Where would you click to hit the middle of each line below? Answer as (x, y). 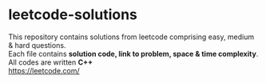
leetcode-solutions (73, 15)
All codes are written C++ (51, 62)
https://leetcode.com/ (44, 70)
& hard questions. (37, 45)
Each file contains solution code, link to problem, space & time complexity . (133, 53)
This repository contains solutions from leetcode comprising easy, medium (131, 37)
